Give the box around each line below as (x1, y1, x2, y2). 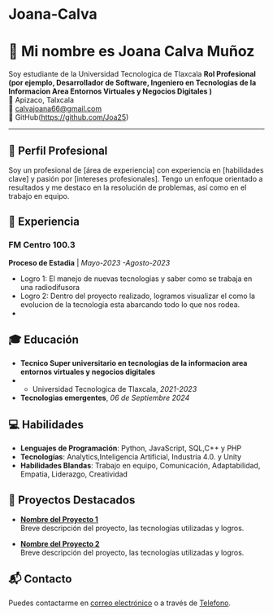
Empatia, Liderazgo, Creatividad (19, 469, 128, 479)
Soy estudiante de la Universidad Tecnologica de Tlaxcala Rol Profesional (8, 69, 256, 79)
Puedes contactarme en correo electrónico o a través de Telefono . (8, 598, 232, 608)
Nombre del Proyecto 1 (19, 515, 99, 525)
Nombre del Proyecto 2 (19, 539, 100, 549)
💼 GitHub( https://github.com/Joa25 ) (8, 112, 129, 122)
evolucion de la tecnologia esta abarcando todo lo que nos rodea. (19, 299, 240, 310)
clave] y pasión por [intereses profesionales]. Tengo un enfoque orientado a (8, 174, 263, 183)
